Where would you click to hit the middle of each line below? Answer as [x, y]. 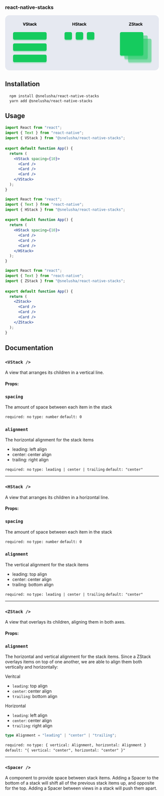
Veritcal [13, 676]
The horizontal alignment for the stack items [50, 440]
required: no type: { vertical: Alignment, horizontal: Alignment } [76, 745]
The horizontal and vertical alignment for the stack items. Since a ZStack [78, 657]
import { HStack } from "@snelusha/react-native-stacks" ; [65, 210]
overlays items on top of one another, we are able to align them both [74, 662]
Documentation [29, 348]
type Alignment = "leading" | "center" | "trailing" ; [61, 736]
